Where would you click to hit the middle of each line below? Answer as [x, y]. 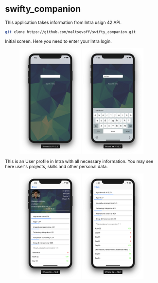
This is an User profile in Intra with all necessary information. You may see [79, 161]
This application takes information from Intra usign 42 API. [63, 22]
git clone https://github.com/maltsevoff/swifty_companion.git [70, 32]
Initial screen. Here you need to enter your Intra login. [58, 41]
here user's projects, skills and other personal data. [56, 167]
